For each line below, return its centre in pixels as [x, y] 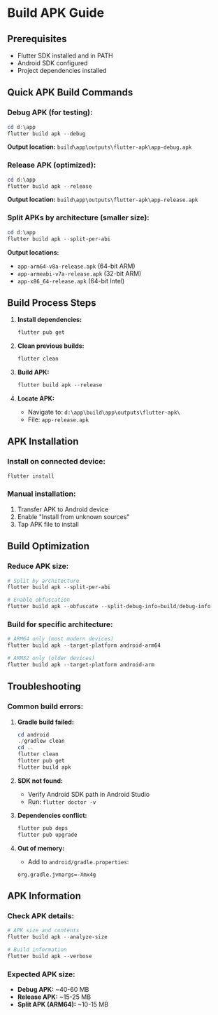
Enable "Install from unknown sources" [73, 516]
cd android [33, 734]
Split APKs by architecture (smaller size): [79, 217]
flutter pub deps [43, 828]
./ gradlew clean [41, 741]
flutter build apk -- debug [46, 134]
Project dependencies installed [62, 70]
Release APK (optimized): [52, 165]
